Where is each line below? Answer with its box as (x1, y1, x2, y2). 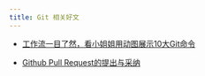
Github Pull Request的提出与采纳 (21, 57, 141, 67)
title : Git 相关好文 (9, 12, 80, 22)
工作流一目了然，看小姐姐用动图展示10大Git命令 (21, 38, 196, 49)
